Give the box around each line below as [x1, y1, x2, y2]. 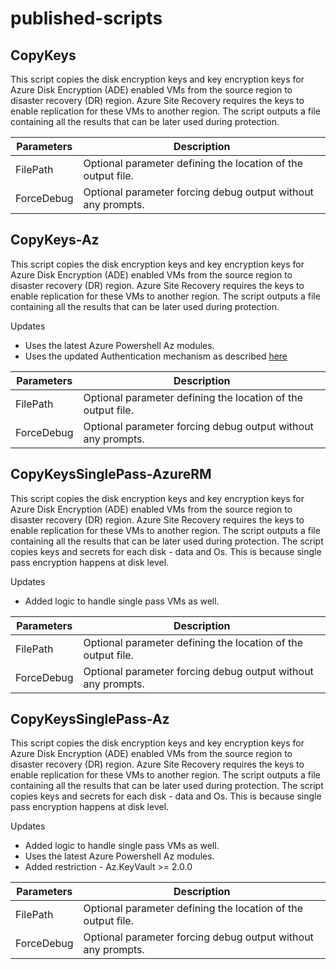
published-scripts [10, 7, 163, 30]
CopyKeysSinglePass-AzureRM [10, 466, 212, 483]
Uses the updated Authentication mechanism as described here [24, 350, 288, 362]
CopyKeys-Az [10, 232, 100, 249]
